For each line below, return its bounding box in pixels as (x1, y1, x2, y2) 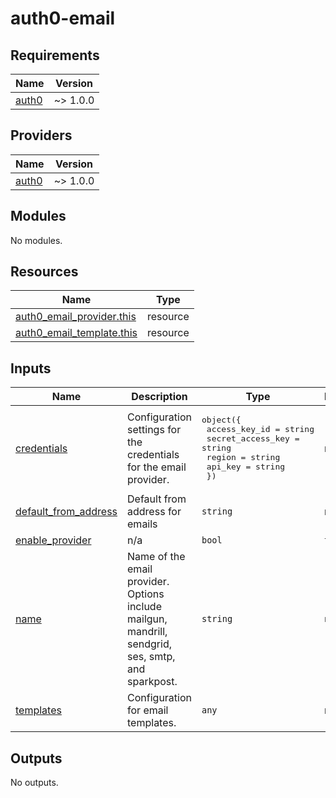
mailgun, (127, 612, 168, 626)
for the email (127, 460, 187, 474)
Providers (10, 127, 73, 144)
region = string (206, 452, 281, 463)
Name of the (127, 550, 186, 564)
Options (127, 587, 165, 601)
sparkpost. (127, 675, 178, 689)
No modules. (10, 234, 63, 246)
